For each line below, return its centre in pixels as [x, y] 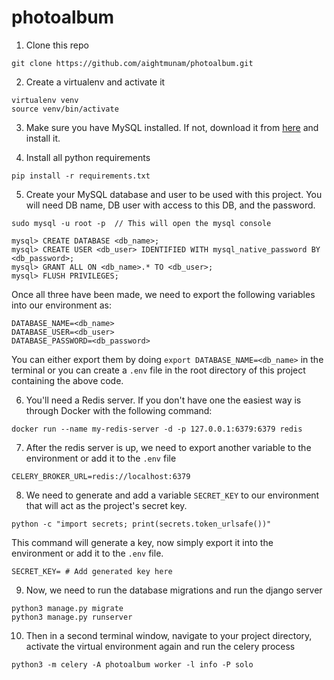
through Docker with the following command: [119, 410]
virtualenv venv [45, 100]
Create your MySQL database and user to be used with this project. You [174, 194]
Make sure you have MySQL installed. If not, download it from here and [172, 127]
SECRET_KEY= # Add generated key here [92, 571]
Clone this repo [57, 45]
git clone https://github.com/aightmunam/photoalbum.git [132, 63]
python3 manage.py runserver [72, 617]
